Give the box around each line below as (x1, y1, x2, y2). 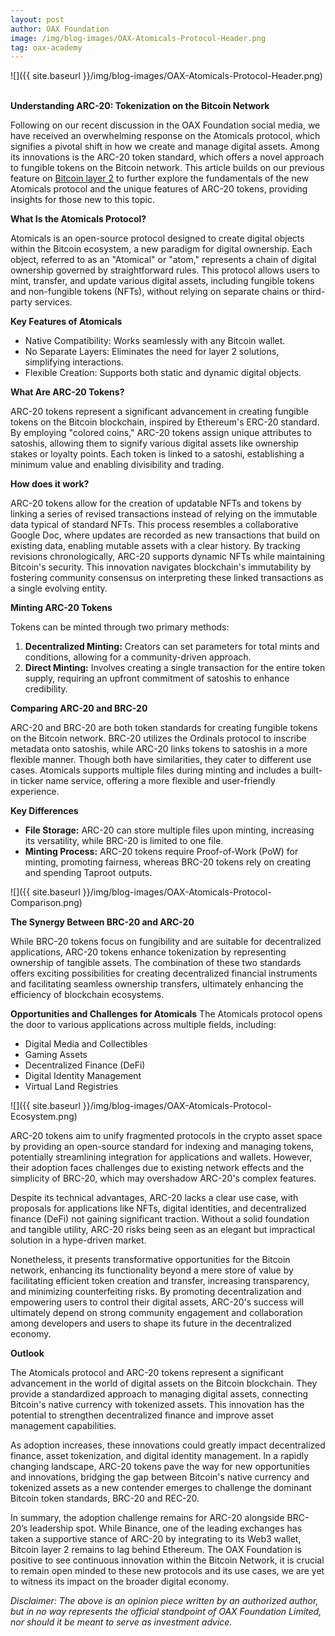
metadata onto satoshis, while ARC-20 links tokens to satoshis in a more (10, 743, 308, 755)
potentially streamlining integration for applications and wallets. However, (10, 1151, 313, 1163)
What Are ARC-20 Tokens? (10, 386, 125, 398)
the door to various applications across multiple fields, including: (10, 1019, 277, 1031)
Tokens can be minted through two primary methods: (10, 621, 230, 633)
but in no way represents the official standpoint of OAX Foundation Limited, (10, 1606, 322, 1618)
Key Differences (10, 805, 79, 817)
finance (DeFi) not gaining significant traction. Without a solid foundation (10, 1213, 310, 1225)
